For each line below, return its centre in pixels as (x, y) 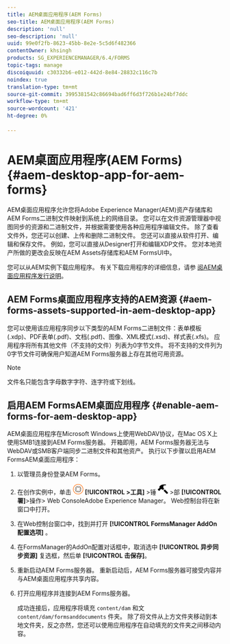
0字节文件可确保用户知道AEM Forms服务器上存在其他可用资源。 (97, 354)
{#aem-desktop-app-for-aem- (96, 175)
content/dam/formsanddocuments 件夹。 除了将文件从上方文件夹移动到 (114, 617)
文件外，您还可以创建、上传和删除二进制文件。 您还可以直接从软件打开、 (110, 235)
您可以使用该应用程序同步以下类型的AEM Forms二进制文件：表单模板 (104, 328)
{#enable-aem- (185, 405)
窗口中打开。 (35, 509)
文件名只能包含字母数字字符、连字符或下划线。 (73, 382)
